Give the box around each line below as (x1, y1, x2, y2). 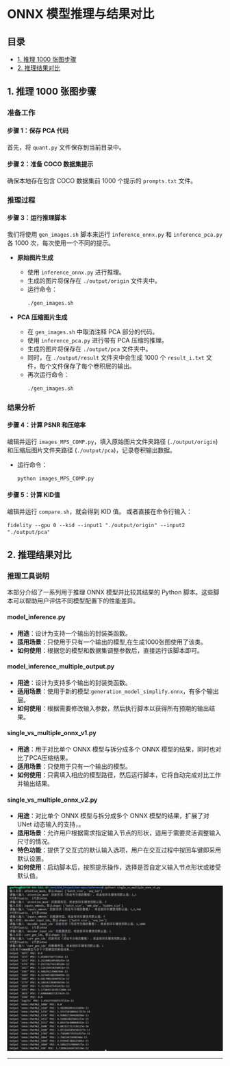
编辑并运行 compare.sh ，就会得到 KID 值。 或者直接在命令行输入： (7, 507, 193, 515)
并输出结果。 (16, 780, 53, 788)
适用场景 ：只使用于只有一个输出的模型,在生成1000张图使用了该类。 (16, 638, 207, 646)
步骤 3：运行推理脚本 (7, 213, 67, 222)
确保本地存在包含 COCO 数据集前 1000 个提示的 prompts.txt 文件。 (7, 176, 197, 185)
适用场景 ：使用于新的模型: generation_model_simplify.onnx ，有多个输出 (16, 687, 219, 695)
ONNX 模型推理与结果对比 (7, 6, 155, 22)
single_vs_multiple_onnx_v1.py (7, 729, 97, 737)
